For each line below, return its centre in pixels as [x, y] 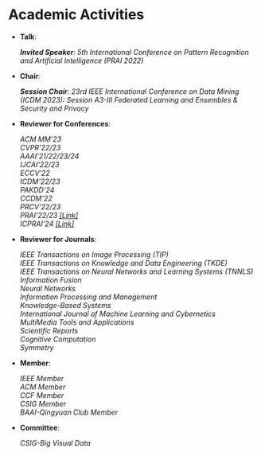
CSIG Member [43, 403]
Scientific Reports [49, 330]
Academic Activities [76, 15]
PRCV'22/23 [40, 207]
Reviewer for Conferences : [65, 123]
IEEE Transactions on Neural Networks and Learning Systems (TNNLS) [136, 271]
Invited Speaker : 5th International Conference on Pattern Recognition [134, 52]
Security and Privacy [54, 108]
